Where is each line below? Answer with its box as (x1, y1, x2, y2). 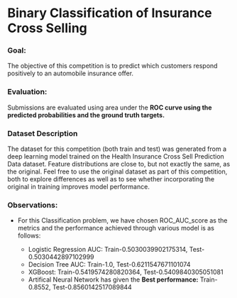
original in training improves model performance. (7, 183, 150, 191)
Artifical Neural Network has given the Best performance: (28, 275, 199, 284)
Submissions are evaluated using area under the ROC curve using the (7, 103, 212, 112)
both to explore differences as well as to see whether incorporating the (7, 175, 215, 183)
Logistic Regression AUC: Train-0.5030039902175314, (28, 245, 188, 254)
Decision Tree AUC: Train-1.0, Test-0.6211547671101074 (28, 260, 191, 269)
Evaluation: (7, 87, 48, 97)
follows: (17, 231, 41, 240)
